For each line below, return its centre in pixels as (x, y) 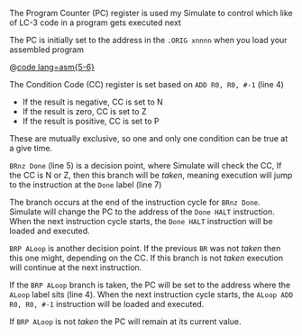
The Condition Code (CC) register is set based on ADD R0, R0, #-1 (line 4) (146, 84)
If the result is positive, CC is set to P (91, 121)
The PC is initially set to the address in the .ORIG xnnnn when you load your (148, 40)
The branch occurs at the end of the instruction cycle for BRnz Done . (135, 202)
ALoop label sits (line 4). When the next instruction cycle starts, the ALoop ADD (151, 295)
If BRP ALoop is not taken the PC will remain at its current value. (125, 322)
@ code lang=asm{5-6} (52, 67)
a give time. (31, 148)
